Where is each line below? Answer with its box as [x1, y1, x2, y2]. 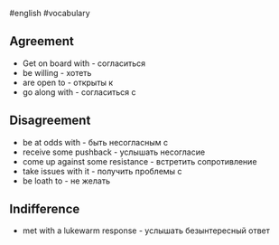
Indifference [9, 202, 80, 217]
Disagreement [9, 113, 91, 128]
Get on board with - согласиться [22, 58, 146, 69]
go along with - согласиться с [22, 86, 136, 98]
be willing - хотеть [22, 67, 92, 78]
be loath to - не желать [22, 175, 111, 186]
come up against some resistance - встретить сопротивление [22, 155, 257, 166]
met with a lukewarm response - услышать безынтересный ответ [22, 225, 271, 236]
